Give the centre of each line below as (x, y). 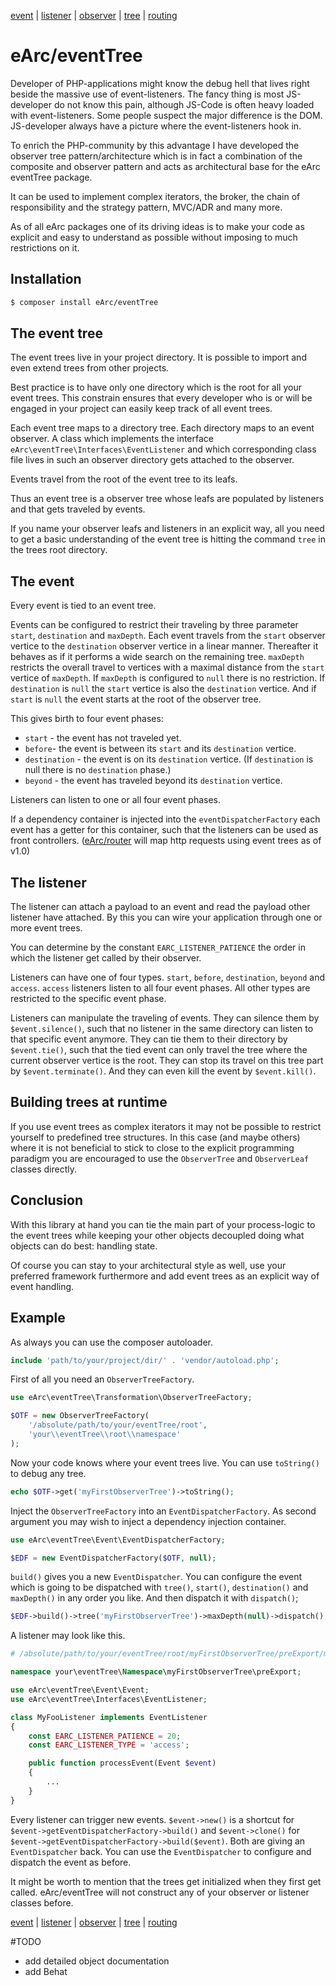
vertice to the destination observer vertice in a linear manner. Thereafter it (164, 646)
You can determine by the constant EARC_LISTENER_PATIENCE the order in (158, 947)
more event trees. (46, 928)
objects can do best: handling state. (84, 1246)
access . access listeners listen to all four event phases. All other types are (160, 988)
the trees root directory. (59, 550)
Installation (46, 279)
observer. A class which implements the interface (112, 439)
